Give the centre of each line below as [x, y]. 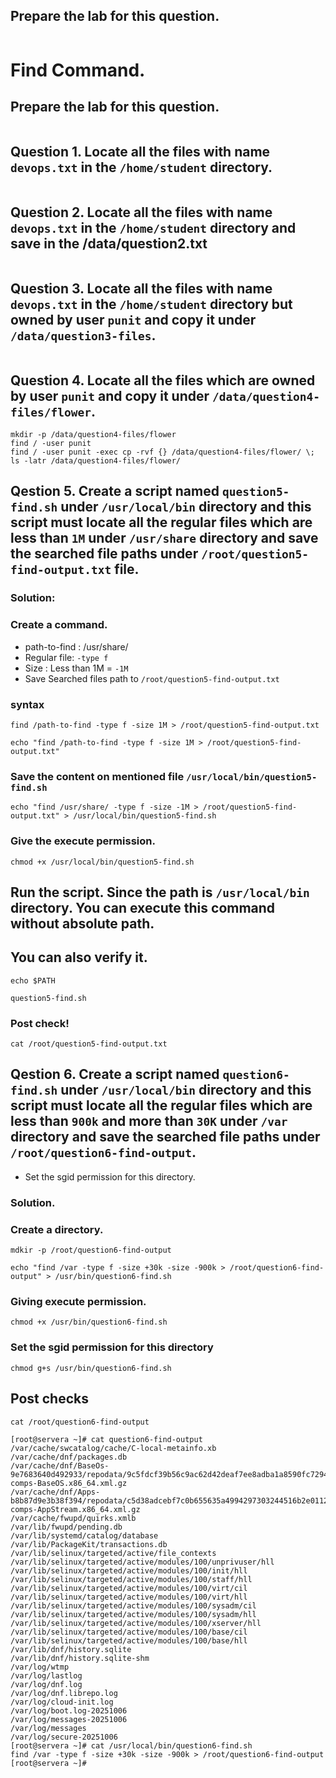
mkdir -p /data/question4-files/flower [93, 435]
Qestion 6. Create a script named [115, 1074]
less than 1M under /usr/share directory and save [164, 538]
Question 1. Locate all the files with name [140, 152]
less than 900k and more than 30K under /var [149, 1121]
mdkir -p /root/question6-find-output [91, 1250]
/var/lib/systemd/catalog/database [84, 1535]
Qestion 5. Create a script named [115, 491]
